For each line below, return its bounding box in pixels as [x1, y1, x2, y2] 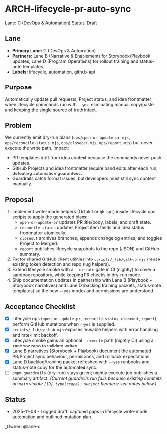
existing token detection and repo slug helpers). [12, 261, 111, 267]
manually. [12, 181, 32, 187]
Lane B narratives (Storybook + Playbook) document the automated [12, 348, 152, 354]
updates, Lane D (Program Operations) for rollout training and [12, 58, 139, 64]
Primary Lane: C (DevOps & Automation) [12, 47, 96, 53]
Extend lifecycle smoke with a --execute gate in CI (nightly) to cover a [12, 267, 156, 273]
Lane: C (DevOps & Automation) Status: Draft [5, 20, 97, 26]
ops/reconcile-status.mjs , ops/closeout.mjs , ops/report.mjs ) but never [5, 140, 153, 146]
